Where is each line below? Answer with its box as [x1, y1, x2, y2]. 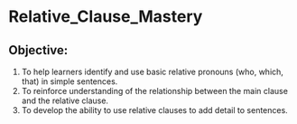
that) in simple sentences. [21, 76, 118, 87]
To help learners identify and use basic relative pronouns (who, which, [21, 66, 283, 77]
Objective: [8, 43, 69, 58]
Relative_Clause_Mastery [8, 6, 203, 27]
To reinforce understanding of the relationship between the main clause [21, 86, 288, 96]
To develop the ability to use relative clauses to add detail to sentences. [21, 105, 288, 115]
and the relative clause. [21, 95, 109, 106]
